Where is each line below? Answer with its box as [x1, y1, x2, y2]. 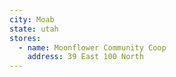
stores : [9, 33, 42, 43]
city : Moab [9, 14, 55, 25]
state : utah [9, 24, 59, 34]
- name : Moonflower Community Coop [18, 42, 167, 53]
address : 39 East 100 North [27, 52, 144, 62]
